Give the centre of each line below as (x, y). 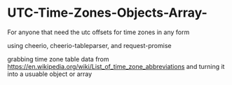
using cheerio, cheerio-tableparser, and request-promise (89, 45)
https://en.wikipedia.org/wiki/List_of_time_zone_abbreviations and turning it (116, 66)
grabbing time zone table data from (59, 59)
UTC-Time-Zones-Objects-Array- (108, 13)
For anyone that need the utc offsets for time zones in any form (98, 32)
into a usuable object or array (50, 74)
